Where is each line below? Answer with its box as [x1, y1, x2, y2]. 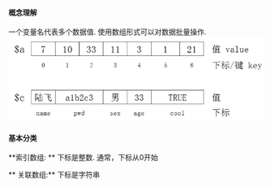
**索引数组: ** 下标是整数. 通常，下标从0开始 [8, 153, 158, 163]
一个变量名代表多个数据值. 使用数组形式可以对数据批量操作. [8, 27, 207, 37]
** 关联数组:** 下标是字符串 [8, 170, 100, 180]
